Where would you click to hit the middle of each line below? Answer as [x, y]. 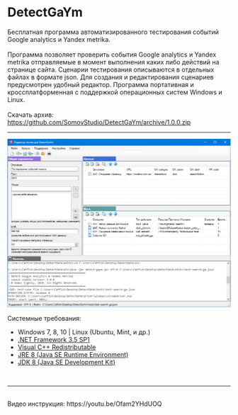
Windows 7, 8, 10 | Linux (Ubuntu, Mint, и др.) [84, 332]
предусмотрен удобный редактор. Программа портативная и [101, 84]
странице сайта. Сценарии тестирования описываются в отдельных [111, 69]
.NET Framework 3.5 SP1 [53, 339]
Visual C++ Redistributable [57, 347]
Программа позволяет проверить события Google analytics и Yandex [112, 55]
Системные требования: [44, 318]
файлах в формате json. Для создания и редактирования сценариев [110, 77]
